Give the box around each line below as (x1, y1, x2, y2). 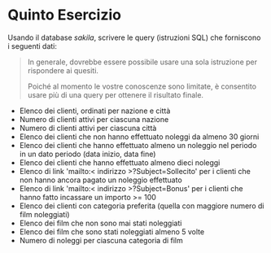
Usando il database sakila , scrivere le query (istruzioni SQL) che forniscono (7, 33, 261, 42)
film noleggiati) (19, 209, 70, 219)
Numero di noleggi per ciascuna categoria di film (19, 235, 184, 245)
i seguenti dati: (7, 41, 58, 50)
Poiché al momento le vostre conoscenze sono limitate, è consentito (27, 81, 257, 91)
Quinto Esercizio (7, 6, 121, 24)
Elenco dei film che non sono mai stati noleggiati (19, 218, 182, 228)
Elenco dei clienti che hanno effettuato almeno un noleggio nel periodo (19, 140, 257, 150)
